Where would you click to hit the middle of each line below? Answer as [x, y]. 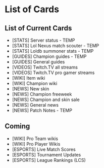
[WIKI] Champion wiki [35, 83]
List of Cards [32, 9]
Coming [17, 126]
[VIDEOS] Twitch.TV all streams [45, 67]
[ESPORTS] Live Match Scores [44, 149]
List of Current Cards [38, 28]
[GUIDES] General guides [38, 62]
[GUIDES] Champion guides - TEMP [49, 56]
